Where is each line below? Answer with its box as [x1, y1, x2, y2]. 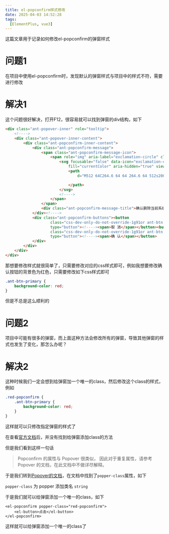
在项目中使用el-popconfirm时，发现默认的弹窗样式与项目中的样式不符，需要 [5, 73, 163, 79]
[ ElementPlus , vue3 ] [10, 21, 53, 27]
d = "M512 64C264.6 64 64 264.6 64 [77, 173, 147, 178]
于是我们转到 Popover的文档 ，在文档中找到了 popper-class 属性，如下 [5, 472, 147, 479]
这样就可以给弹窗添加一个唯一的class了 [5, 523, 87, 529]
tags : [5, 17, 17, 22]
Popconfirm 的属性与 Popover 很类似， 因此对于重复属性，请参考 [17, 455, 152, 461]
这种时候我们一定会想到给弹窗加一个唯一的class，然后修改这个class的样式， [5, 378, 163, 384]
